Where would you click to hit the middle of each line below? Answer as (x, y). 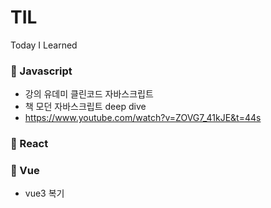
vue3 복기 (44, 193)
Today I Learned (44, 45)
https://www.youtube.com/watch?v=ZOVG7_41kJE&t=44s (143, 118)
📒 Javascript (41, 71)
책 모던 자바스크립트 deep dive (85, 107)
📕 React (29, 144)
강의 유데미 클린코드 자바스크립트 (89, 94)
